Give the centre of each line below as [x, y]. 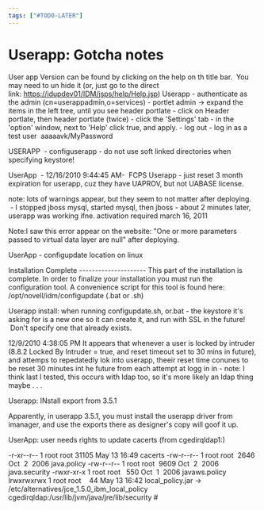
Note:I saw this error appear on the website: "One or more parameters [123, 231]
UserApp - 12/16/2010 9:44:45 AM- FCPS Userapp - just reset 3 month [126, 174]
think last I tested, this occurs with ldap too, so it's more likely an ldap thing [131, 377]
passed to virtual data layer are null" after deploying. [94, 240]
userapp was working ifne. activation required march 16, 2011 [108, 216]
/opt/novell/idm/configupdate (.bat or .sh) [76, 295]
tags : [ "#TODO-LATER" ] [46, 15]
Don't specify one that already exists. [71, 328]
